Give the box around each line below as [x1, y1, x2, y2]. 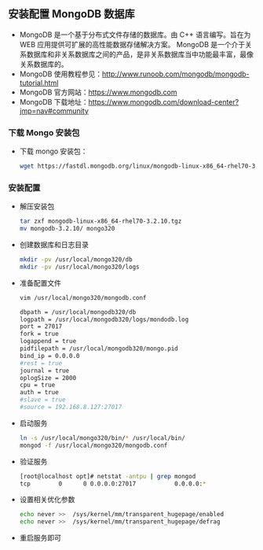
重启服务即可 [19, 533, 61, 543]
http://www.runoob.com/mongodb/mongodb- [101, 69, 250, 79]
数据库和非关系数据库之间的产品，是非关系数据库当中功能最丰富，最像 [26, 50, 254, 59]
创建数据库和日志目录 [19, 240, 89, 249]
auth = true [19, 389, 59, 397]
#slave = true [19, 396, 66, 404]
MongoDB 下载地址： [19, 97, 89, 106]
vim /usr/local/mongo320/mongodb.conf [19, 293, 147, 301]
